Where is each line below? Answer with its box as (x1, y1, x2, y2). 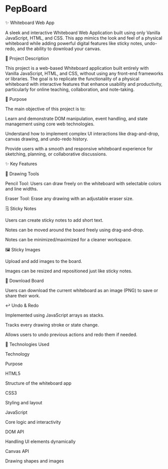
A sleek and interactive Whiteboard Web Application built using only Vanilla (5, 30, 160, 36)
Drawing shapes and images (5, 457, 64, 464)
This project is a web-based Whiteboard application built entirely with (5, 65, 149, 71)
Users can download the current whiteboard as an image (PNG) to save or (5, 287, 158, 293)
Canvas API (5, 448, 29, 454)
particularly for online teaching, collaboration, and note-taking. (5, 86, 135, 92)
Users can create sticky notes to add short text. (5, 217, 104, 223)
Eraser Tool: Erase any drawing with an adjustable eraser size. (5, 195, 134, 201)
